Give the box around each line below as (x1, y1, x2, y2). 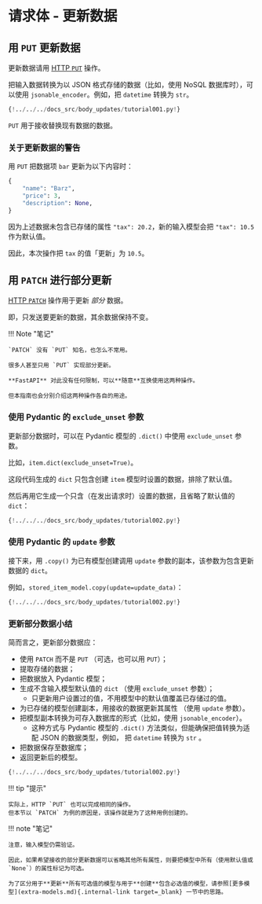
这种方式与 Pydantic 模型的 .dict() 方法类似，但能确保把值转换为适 (31, 723, 250, 732)
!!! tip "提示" (8, 783, 47, 792)
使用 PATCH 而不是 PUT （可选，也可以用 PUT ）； (19, 654, 169, 663)
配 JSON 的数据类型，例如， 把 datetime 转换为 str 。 (31, 733, 206, 742)
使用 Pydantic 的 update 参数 (8, 536, 115, 547)
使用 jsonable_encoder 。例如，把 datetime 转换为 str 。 (14, 90, 194, 99)
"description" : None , (22, 199, 93, 207)
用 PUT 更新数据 (8, 41, 81, 54)
